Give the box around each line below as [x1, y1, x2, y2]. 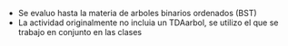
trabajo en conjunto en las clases [17, 27, 143, 37]
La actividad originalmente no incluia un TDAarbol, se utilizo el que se [17, 17, 279, 28]
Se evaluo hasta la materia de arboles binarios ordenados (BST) [17, 8, 257, 18]
